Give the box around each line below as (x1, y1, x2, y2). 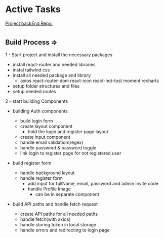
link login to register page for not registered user (20, 150, 121, 156)
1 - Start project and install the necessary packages (5, 52, 113, 58)
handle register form (20, 175, 63, 181)
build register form (12, 160, 52, 166)
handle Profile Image (27, 186, 71, 192)
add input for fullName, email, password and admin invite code (27, 180, 158, 186)
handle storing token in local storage (20, 221, 97, 227)
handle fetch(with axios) (20, 216, 71, 222)
